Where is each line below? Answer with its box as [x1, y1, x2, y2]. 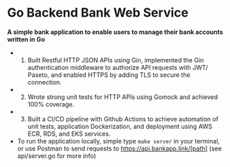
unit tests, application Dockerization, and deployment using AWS [27, 122, 213, 130]
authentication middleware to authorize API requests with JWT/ [27, 63, 209, 71]
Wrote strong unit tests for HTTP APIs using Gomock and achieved [27, 92, 218, 101]
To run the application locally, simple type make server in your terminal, [17, 137, 220, 145]
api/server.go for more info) [17, 151, 96, 160]
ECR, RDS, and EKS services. [27, 130, 111, 138]
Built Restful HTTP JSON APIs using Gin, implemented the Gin [27, 55, 204, 64]
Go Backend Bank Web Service [7, 5, 189, 21]
